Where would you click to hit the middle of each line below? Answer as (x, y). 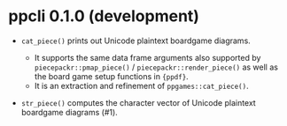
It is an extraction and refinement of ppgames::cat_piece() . (141, 85)
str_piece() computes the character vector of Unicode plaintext (138, 102)
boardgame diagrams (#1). (70, 112)
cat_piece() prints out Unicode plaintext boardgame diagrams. (136, 41)
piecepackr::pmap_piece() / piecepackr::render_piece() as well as (156, 67)
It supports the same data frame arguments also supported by (147, 57)
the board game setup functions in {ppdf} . (112, 76)
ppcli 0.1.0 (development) (104, 16)
